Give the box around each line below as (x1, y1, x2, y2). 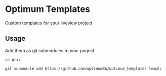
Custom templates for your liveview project (5, 20, 93, 26)
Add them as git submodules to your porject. (5, 47, 96, 53)
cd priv (5, 57, 21, 62)
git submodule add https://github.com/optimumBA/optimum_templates (5, 66, 147, 71)
